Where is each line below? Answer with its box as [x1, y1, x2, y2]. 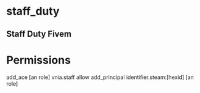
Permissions [6, 53, 71, 67]
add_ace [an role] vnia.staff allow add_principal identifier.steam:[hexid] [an [6, 73, 194, 81]
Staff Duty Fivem [6, 29, 72, 39]
